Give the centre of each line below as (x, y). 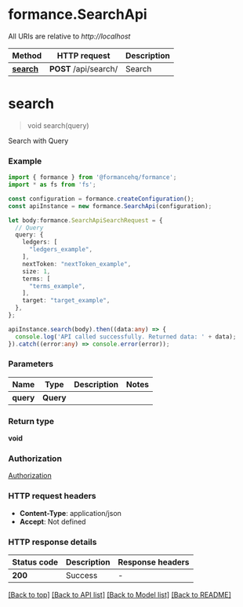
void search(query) (58, 125)
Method (27, 55)
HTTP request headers (52, 496)
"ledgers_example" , (60, 250)
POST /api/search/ (84, 68)
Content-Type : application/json (70, 513)
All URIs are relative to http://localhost (69, 36)
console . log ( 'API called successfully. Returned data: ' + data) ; (126, 336)
